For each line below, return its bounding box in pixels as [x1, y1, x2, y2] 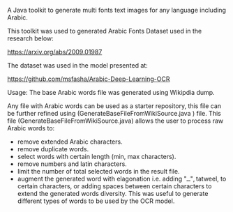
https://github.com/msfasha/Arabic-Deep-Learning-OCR [7, 75, 170, 83]
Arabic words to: [7, 124, 55, 132]
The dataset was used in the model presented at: [7, 61, 148, 69]
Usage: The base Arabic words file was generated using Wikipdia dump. [7, 89, 215, 96]
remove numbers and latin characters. [17, 160, 127, 168]
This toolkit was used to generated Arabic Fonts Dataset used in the [7, 27, 202, 35]
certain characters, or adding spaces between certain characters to [17, 182, 212, 190]
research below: [7, 34, 54, 43]
